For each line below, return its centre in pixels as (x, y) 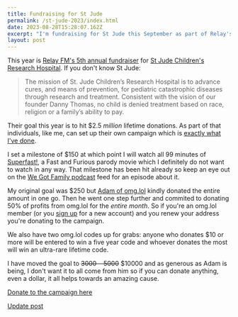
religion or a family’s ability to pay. (74, 112)
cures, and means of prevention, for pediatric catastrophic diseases (124, 89)
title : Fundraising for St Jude (55, 14)
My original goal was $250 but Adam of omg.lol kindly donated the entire (114, 191)
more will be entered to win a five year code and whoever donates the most (118, 243)
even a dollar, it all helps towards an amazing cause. (83, 279)
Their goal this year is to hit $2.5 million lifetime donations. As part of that (114, 126)
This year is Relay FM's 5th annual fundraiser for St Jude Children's (106, 60)
